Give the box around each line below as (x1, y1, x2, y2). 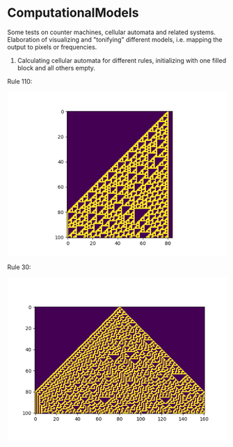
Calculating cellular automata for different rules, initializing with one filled (17, 56, 227, 64)
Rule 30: (7, 263, 31, 271)
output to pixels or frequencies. (7, 43, 97, 51)
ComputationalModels (7, 5, 139, 21)
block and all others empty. (17, 63, 96, 72)
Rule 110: (7, 77, 33, 85)
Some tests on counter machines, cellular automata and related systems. (7, 28, 216, 36)
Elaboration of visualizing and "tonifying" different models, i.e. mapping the (7, 35, 223, 43)
